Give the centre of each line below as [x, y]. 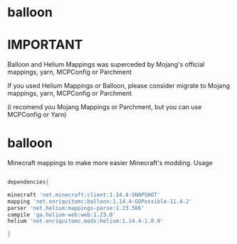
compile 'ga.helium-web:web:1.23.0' [62, 215]
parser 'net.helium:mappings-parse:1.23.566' [76, 208]
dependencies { [28, 182]
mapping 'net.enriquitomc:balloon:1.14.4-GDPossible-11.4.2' [100, 201]
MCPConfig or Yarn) [37, 115]
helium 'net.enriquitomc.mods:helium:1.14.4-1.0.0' [85, 221]
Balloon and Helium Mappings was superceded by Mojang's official [106, 65]
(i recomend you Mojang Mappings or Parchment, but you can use [105, 107]
